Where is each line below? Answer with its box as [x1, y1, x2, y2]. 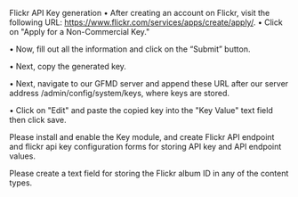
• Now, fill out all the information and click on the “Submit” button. [9, 44, 251, 54]
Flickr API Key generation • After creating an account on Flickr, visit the [9, 8, 270, 18]
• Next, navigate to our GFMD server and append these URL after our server [9, 78, 289, 88]
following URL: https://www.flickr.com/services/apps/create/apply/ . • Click [9, 17, 283, 28]
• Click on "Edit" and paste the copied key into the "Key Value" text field [9, 105, 273, 115]
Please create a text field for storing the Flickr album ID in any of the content [9, 168, 289, 178]
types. [9, 177, 33, 188]
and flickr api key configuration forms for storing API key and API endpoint [9, 142, 282, 152]
